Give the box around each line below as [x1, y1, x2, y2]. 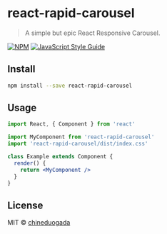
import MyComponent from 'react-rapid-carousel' [7, 133, 155, 141]
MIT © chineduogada [7, 218, 71, 227]
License [7, 199, 44, 211]
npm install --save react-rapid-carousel [7, 82, 133, 89]
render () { [14, 159, 46, 167]
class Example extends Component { [7, 153, 113, 161]
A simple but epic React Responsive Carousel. [24, 29, 161, 37]
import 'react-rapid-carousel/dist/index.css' [7, 141, 148, 148]
